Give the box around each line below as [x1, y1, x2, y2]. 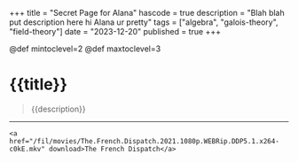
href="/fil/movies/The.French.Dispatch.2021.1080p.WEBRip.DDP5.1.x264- [9, 136, 279, 145]
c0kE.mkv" [9, 144, 46, 153]
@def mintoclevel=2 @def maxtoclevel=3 [9, 43, 161, 54]
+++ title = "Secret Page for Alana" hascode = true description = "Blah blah [9, 8, 286, 18]
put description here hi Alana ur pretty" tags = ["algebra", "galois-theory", [9, 17, 278, 27]
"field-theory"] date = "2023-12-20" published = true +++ [9, 27, 222, 36]
